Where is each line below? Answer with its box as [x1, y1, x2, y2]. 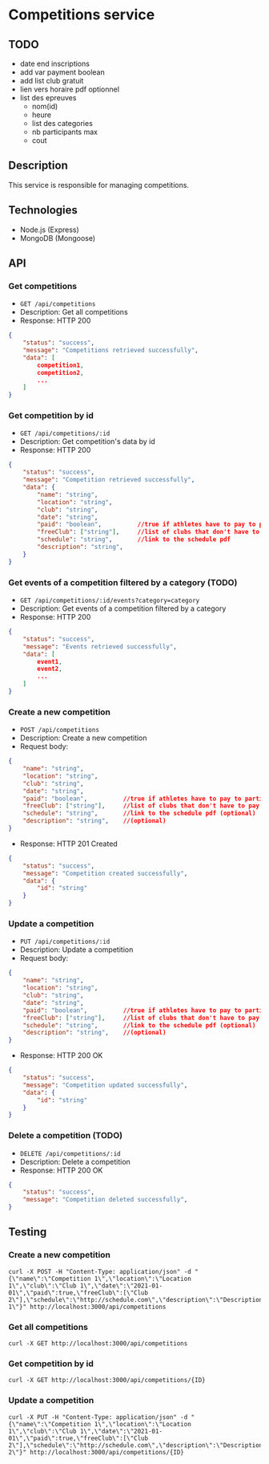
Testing [8, 1226, 47, 1239]
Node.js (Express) [19, 225, 80, 234]
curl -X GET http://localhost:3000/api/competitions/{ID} [8, 1377, 206, 1385]
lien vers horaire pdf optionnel [19, 84, 120, 94]
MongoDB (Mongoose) [19, 233, 96, 242]
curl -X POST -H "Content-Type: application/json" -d [8, 1267, 192, 1275]
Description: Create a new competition [19, 733, 147, 743]
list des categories [31, 119, 94, 128]
